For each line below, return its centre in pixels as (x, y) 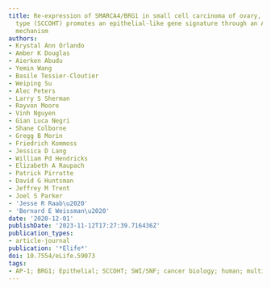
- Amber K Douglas (39, 53)
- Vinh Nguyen (32, 114)
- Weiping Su (30, 83)
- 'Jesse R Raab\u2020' (48, 203)
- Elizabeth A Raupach (46, 166)
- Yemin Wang (30, 69)
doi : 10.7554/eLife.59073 (52, 256)
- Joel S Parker (35, 196)
